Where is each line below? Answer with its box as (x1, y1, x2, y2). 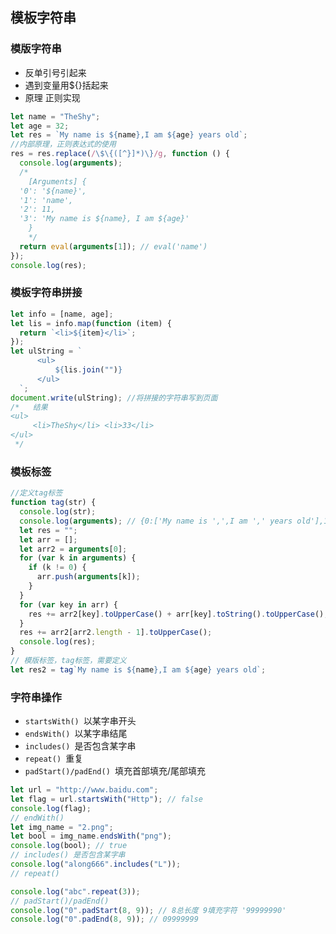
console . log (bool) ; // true (10, 841, 128, 851)
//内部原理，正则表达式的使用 (10, 139, 117, 150)
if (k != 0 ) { (28, 563, 87, 573)
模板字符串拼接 (10, 286, 83, 300)
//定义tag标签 (10, 488, 63, 498)
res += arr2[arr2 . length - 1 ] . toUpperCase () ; (19, 628, 213, 638)
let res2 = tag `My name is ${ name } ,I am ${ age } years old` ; (10, 664, 267, 675)
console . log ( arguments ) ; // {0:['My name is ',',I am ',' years (19, 516, 293, 526)
